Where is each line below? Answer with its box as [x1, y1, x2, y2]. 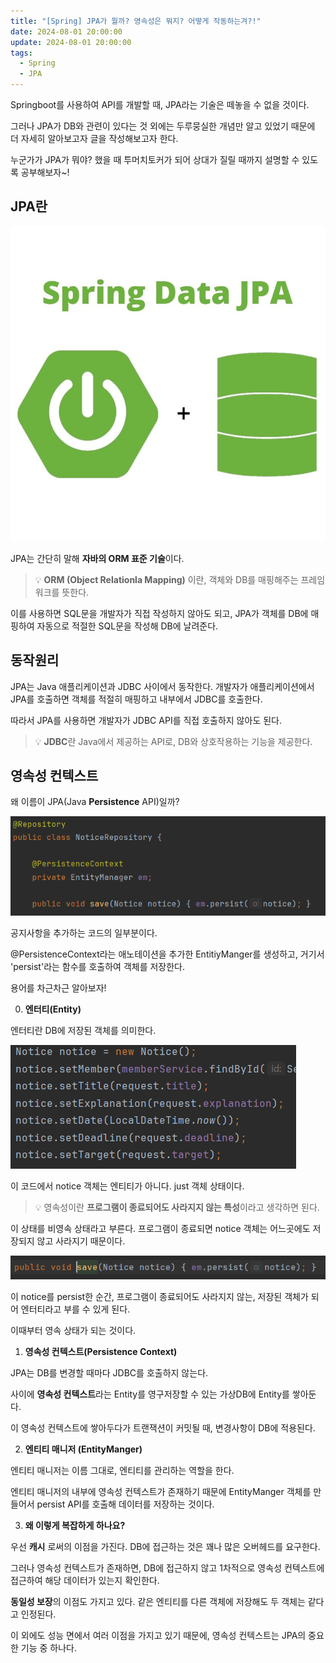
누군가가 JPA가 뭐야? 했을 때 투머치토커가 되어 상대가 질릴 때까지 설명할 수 [10, 154, 300, 165]
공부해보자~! [20, 166, 70, 178]
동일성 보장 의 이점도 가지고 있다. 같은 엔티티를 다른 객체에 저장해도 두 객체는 [10, 1596, 306, 1608]
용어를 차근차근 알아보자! [10, 981, 107, 994]
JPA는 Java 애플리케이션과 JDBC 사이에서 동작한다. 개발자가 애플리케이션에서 [10, 680, 315, 692]
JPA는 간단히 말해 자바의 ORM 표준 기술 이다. [10, 552, 185, 564]
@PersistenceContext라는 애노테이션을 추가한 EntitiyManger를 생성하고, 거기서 [10, 948, 325, 960]
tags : [10, 48, 33, 58]
